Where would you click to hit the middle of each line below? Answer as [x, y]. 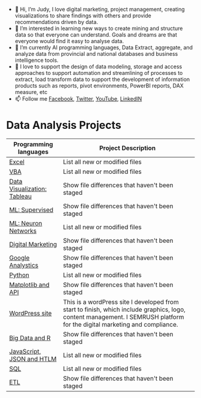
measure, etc [31, 92]
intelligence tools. [36, 60]
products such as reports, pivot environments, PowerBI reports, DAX [99, 86]
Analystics [24, 265]
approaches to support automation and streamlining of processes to [99, 73]
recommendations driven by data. [57, 22]
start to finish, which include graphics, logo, [124, 309]
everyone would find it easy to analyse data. [69, 41]
